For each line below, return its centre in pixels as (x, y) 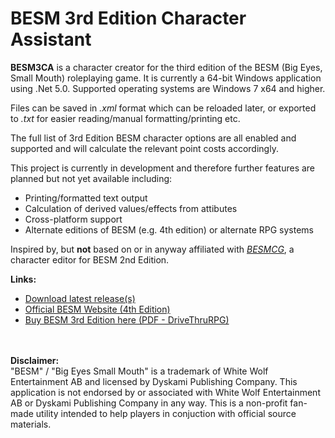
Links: (23, 279)
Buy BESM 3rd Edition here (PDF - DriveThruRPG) (127, 319)
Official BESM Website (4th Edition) (97, 309)
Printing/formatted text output (86, 198)
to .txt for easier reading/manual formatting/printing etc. (125, 118)
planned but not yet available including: (91, 178)
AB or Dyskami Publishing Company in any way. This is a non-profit (149, 403)
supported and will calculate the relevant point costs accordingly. (144, 148)
